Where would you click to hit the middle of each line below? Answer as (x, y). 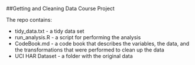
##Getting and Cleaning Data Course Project (61, 8)
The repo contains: (29, 20)
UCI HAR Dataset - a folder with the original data (74, 56)
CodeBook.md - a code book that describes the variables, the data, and (102, 44)
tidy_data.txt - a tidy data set (49, 31)
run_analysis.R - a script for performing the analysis (78, 37)
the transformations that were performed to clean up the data (89, 50)
